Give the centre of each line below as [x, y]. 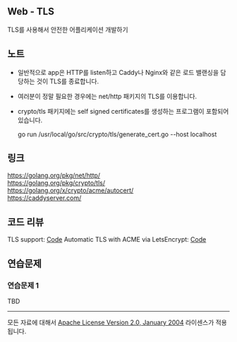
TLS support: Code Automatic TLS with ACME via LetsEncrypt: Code [107, 240]
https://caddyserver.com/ [44, 198]
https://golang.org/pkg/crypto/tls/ [56, 183]
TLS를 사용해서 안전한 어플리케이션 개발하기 [68, 29]
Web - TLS [31, 12]
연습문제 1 [23, 285]
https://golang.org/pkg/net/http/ [54, 175]
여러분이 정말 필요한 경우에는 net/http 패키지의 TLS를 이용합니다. [107, 96]
